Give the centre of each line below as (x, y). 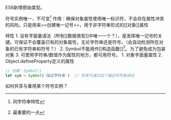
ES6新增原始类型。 (25, 7)
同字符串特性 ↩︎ (28, 102)
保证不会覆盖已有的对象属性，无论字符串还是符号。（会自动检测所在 (89, 42)
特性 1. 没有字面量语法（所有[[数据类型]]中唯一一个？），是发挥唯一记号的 (82, 36)
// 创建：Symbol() (24, 71)
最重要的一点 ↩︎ (28, 112)
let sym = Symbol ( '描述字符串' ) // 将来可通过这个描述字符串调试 (70, 76)
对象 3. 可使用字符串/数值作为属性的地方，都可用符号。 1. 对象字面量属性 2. (84, 55)
